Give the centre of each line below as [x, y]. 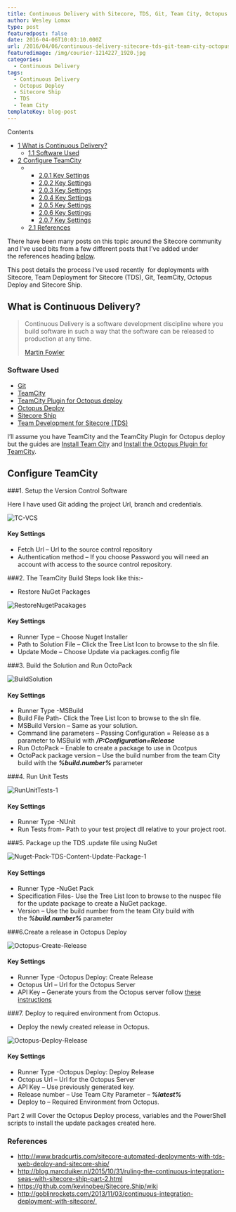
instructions [35, 999]
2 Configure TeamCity [50, 160]
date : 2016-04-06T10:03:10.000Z [54, 40]
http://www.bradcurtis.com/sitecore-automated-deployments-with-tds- [121, 1156]
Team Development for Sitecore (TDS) [73, 423]
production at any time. [58, 339]
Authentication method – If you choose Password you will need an [113, 556]
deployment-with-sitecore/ [57, 1201]
